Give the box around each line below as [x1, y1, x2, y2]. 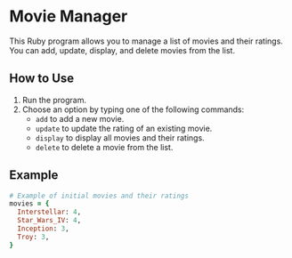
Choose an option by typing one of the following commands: [21, 104, 245, 115]
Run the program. [21, 94, 87, 105]
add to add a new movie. [35, 113, 125, 124]
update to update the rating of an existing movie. [35, 123, 213, 133]
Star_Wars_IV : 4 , [17, 216, 82, 225]
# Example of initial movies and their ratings [9, 191, 190, 200]
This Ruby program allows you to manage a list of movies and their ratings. [9, 36, 283, 46]
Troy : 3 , [17, 232, 50, 241]
